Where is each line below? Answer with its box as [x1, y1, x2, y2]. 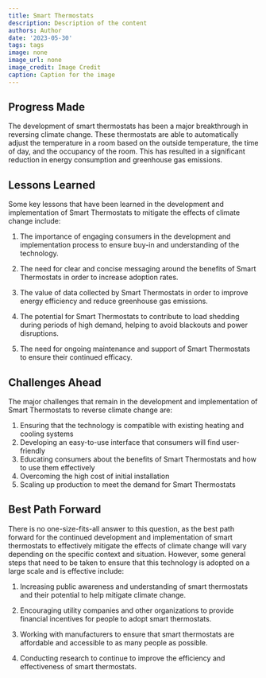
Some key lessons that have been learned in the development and [8, 200, 225, 209]
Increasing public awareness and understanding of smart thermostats [19, 582, 249, 591]
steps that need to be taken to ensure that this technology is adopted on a [8, 558, 250, 567]
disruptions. [19, 329, 60, 338]
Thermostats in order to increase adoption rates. [19, 272, 179, 282]
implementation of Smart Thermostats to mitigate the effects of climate [8, 208, 241, 217]
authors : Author [8, 26, 62, 34]
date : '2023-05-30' [8, 33, 73, 42]
